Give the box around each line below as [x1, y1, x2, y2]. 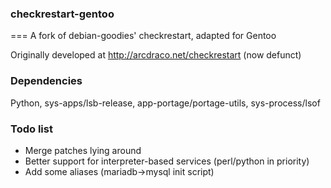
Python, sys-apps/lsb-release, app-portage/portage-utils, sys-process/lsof [10, 97, 321, 109]
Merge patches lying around [24, 144, 142, 156]
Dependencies [10, 74, 83, 88]
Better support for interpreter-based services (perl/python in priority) [24, 155, 310, 167]
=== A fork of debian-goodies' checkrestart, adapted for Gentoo [10, 30, 277, 42]
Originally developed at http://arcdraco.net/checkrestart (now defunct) [10, 49, 302, 61]
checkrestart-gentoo [10, 7, 115, 21]
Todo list [10, 122, 53, 136]
